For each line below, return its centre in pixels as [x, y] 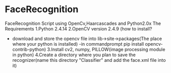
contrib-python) [29, 49]
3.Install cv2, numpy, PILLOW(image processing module [106, 49]
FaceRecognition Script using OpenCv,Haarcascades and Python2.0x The [83, 23]
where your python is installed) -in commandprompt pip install [78, 44]
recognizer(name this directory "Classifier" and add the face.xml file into [89, 60]
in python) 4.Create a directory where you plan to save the [74, 55]
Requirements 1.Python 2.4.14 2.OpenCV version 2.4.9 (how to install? [79, 28]
